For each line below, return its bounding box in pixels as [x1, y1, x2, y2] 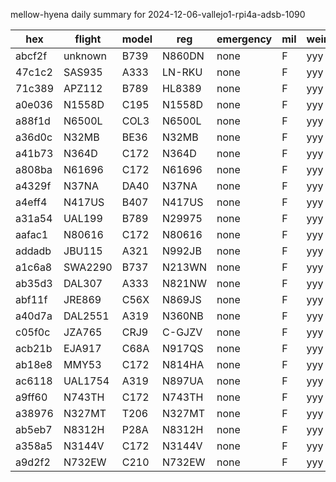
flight [74, 32, 102, 46]
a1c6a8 [15, 260, 53, 274]
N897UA [162, 374, 204, 388]
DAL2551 [63, 309, 110, 323]
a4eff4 [15, 195, 48, 209]
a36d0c [15, 130, 53, 144]
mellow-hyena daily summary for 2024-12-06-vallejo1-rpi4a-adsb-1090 [10, 9, 306, 20]
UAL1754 [63, 374, 110, 388]
